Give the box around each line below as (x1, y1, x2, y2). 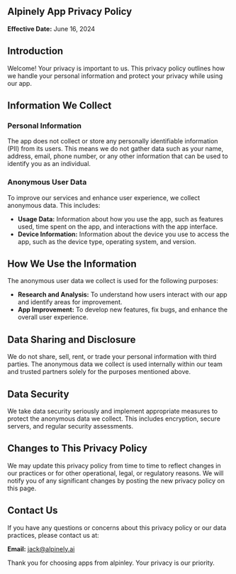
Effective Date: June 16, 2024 (7, 24, 96, 33)
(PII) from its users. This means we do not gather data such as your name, (7, 145, 224, 153)
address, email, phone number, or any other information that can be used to (7, 152, 228, 160)
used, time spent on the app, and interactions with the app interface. (17, 222, 218, 231)
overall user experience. (17, 313, 89, 321)
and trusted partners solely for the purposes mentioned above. (7, 368, 191, 376)
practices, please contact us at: (7, 531, 99, 539)
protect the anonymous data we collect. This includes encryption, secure (7, 414, 221, 423)
